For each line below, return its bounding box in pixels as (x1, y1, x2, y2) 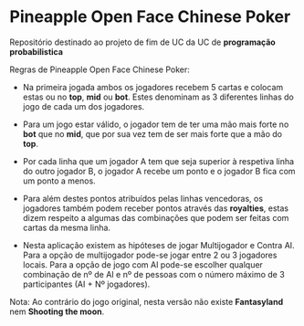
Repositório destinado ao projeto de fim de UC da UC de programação (9, 37, 276, 47)
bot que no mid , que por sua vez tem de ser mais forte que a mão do (22, 128, 283, 139)
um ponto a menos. (22, 175, 96, 186)
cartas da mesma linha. (22, 222, 111, 233)
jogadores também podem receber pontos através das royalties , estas (22, 203, 289, 214)
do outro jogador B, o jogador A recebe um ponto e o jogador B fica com (22, 165, 296, 176)
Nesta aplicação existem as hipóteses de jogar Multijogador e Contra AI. (22, 239, 295, 250)
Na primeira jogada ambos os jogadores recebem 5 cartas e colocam (22, 81, 284, 92)
